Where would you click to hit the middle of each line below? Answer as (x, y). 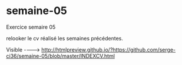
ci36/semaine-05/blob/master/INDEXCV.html (60, 56)
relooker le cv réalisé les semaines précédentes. (65, 38)
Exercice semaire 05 (31, 27)
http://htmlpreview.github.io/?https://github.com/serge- (108, 49)
